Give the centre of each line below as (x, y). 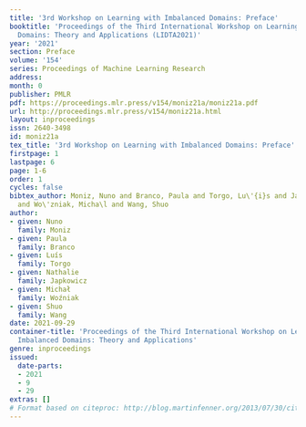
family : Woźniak (48, 297)
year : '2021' (34, 43)
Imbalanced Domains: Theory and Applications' (107, 340)
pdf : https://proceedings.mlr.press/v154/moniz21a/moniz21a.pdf (134, 103)
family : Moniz (44, 230)
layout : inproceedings (52, 120)
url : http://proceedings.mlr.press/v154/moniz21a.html (116, 111)
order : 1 (26, 179)
